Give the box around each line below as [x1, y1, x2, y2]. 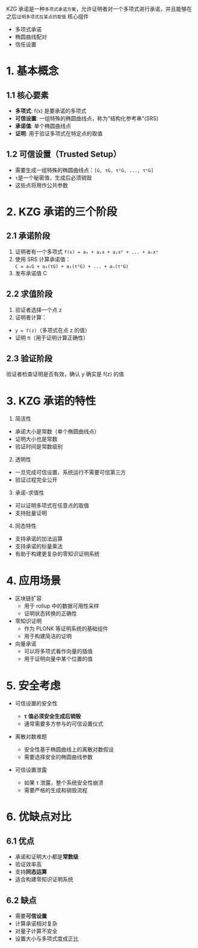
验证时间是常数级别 [14, 443, 63, 450]
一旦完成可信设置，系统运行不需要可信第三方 [14, 469, 126, 476]
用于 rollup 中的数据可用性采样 [23, 602, 99, 610]
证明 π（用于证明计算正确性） [14, 334, 89, 341]
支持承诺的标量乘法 [14, 543, 63, 550]
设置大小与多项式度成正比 [14, 935, 79, 943]
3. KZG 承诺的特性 [6, 394, 96, 408]
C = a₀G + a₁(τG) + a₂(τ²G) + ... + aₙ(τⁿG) [14, 263, 129, 269]
